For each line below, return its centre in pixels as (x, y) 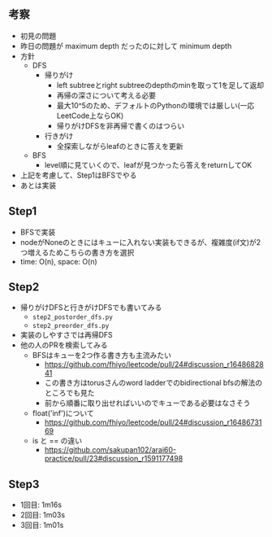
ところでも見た (69, 393)
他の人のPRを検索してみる (64, 345)
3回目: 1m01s (42, 525)
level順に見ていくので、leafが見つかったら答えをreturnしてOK (148, 164)
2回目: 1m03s (43, 515)
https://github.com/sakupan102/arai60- (110, 450)
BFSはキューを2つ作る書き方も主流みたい (102, 356)
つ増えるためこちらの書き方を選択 (77, 252)
